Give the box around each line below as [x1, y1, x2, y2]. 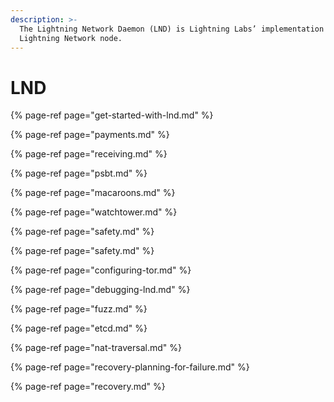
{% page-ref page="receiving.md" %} [10, 148, 168, 160]
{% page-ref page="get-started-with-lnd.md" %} [10, 109, 214, 121]
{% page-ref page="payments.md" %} [10, 129, 170, 141]
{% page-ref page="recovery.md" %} [10, 381, 166, 393]
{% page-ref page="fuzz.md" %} [10, 303, 148, 315]
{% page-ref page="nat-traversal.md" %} [10, 342, 182, 354]
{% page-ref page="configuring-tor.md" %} [10, 264, 192, 276]
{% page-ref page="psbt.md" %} [10, 167, 148, 180]
